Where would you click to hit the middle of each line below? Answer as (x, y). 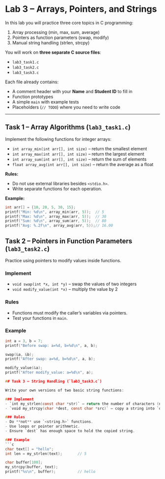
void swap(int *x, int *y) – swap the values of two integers (74, 284)
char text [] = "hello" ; (29, 449)
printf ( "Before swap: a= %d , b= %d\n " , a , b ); (51, 345)
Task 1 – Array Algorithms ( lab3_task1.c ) (68, 127)
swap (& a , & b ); (20, 354)
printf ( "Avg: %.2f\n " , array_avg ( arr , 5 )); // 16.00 (59, 226)
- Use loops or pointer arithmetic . (42, 427)
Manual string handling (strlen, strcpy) (51, 42)
